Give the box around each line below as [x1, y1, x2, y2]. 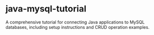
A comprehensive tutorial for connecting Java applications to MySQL [5, 19, 145, 25]
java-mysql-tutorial [5, 3, 86, 14]
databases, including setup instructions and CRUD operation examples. [5, 24, 150, 30]
